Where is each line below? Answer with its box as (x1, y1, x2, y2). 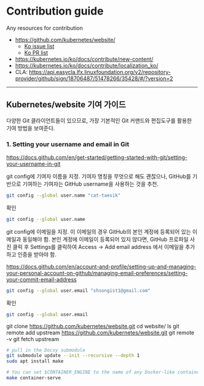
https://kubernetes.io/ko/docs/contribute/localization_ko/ (15, 62, 159, 69)
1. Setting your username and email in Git (6, 140, 129, 148)
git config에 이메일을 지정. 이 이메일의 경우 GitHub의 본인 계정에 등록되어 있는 (6, 228, 191, 235)
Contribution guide (6, 4, 104, 18)
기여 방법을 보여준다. (6, 124, 55, 132)
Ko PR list (24, 49, 49, 56)
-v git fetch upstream (6, 335, 59, 342)
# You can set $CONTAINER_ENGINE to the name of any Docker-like (6, 369, 175, 376)
